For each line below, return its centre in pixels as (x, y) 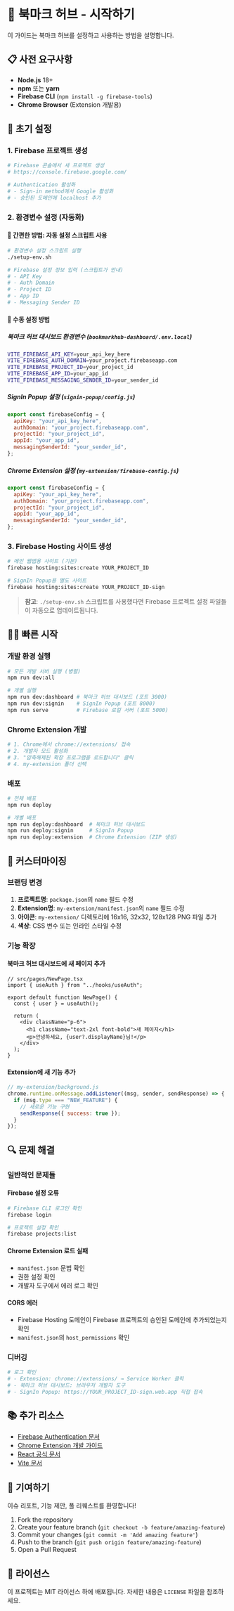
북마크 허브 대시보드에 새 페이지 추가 (56, 964)
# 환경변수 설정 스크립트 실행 (44, 250)
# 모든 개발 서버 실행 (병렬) (44, 671)
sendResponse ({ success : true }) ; (70, 1113)
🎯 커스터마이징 (37, 861)
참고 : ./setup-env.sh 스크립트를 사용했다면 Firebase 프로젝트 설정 (116, 601)
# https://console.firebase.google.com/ (67, 172)
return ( (26, 1016)
